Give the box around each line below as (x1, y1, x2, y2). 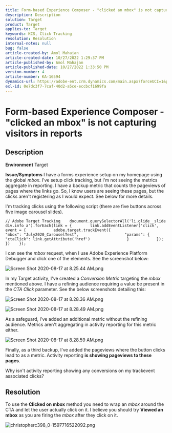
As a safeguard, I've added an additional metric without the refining (5, 316, 147, 322)
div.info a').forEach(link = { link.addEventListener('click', (5, 223, 159, 228)
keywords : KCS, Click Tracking (5, 31, 72, 36)
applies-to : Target (5, 27, 47, 32)
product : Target (5, 22, 40, 27)
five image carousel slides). (5, 209, 63, 215)
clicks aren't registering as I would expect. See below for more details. (5, 193, 154, 199)
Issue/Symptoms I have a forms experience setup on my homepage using (5, 171, 163, 177)
